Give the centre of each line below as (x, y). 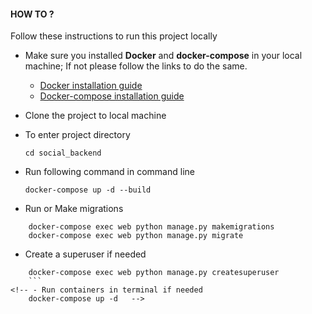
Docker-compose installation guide (112, 96)
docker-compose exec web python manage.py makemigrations (151, 227)
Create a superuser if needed (85, 254)
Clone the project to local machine (95, 116)
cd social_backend (63, 153)
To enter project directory (77, 135)
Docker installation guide (91, 86)
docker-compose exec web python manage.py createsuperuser (154, 273)
